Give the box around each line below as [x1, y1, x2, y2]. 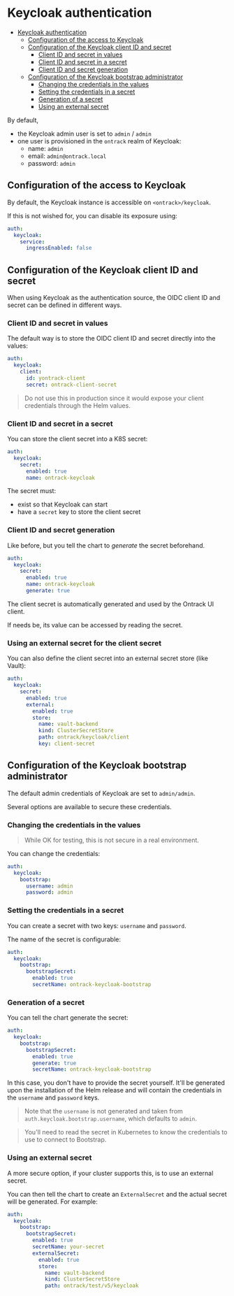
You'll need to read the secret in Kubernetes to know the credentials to [24, 1128, 228, 1137]
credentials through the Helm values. [24, 401, 131, 410]
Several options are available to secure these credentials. [7, 802, 173, 811]
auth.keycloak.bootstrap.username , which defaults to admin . [24, 1114, 198, 1123]
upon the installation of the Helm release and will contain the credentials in [7, 1086, 222, 1095]
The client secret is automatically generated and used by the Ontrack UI [7, 599, 214, 608]
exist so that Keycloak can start [17, 500, 108, 508]
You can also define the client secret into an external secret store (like [7, 654, 208, 662]
